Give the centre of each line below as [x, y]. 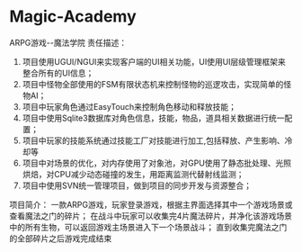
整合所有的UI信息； [58, 73]
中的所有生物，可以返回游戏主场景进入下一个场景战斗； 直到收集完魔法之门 [148, 227]
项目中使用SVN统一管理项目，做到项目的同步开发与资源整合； [137, 185]
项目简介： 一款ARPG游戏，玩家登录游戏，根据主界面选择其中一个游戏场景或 [151, 204]
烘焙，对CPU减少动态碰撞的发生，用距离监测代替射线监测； [133, 174]
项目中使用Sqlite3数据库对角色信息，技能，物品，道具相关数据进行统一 [153, 118]
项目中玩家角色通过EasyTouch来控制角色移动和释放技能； [129, 106]
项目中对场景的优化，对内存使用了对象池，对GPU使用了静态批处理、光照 [157, 163]
